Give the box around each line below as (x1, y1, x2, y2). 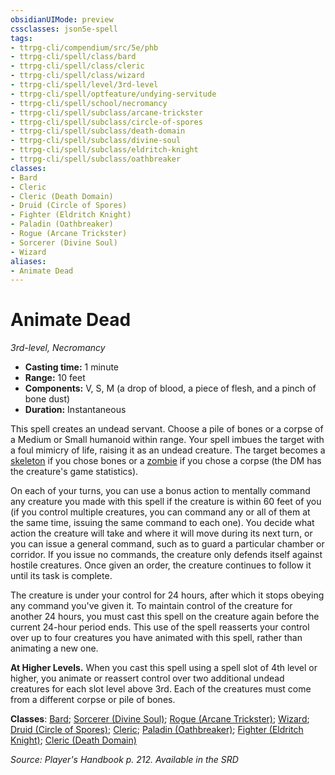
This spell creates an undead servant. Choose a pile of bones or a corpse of (10, 423, 324, 435)
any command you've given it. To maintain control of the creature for (10, 600, 293, 612)
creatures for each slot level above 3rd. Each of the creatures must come (10, 683, 312, 695)
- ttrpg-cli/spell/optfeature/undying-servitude (10, 89, 217, 99)
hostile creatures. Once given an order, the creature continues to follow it (10, 559, 312, 571)
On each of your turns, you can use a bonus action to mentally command (10, 485, 311, 497)
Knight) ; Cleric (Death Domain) (10, 734, 137, 746)
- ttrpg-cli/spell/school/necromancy (10, 98, 168, 108)
